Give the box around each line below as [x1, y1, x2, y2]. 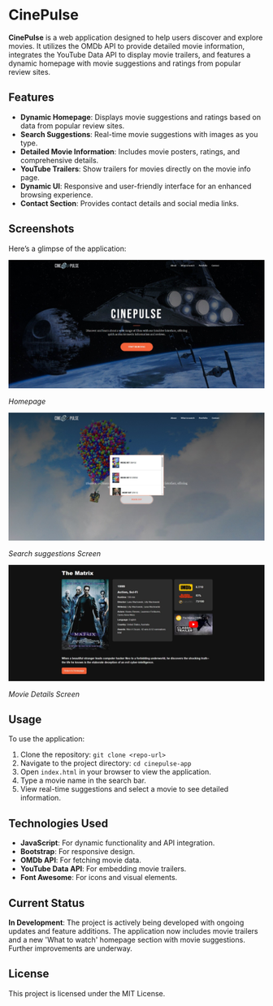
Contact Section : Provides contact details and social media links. [19, 198, 240, 208]
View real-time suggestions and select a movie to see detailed [19, 784, 229, 794]
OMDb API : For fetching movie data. [19, 855, 142, 866]
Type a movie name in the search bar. [19, 775, 146, 785]
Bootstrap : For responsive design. [19, 847, 136, 857]
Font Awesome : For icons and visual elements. [19, 873, 178, 883]
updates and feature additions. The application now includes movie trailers [8, 926, 258, 936]
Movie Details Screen [8, 689, 80, 699]
